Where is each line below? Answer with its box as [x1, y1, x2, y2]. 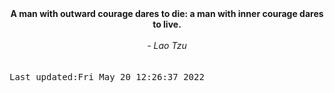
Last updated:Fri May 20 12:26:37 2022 [9, 72, 205, 82]
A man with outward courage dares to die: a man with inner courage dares [10, 8, 324, 19]
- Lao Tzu [147, 40, 187, 51]
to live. [152, 18, 182, 30]
